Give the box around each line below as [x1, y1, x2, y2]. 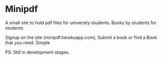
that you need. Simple [5, 39, 50, 45]
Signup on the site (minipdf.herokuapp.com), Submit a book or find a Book [5, 34, 158, 40]
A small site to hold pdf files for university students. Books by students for [5, 20, 157, 26]
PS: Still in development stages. [5, 49, 70, 55]
